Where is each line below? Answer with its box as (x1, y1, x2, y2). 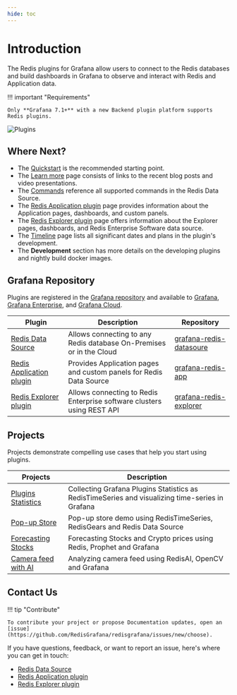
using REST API (68, 405, 120, 415)
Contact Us (7, 586, 58, 598)
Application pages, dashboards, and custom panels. (17, 209, 169, 217)
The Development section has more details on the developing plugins (17, 246, 221, 255)
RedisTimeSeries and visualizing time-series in (68, 493, 224, 502)
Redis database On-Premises (68, 338, 166, 348)
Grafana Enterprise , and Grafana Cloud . (7, 301, 123, 309)
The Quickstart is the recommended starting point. (17, 164, 165, 173)
